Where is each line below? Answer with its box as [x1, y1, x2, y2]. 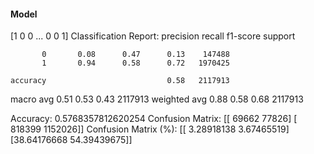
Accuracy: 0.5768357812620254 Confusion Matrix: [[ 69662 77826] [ [10, 113, 298, 125]
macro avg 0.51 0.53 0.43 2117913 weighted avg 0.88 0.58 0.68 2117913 [10, 93, 304, 105]
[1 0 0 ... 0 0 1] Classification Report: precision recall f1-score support [10, 30, 296, 42]
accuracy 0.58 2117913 [10, 76, 230, 86]
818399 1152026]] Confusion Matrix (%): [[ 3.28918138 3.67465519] [10, 123, 290, 135]
